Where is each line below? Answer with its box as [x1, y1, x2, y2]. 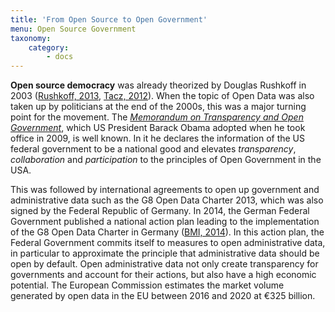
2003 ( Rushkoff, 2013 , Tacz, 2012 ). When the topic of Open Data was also [10, 90, 315, 102]
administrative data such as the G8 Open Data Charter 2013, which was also [10, 194, 324, 206]
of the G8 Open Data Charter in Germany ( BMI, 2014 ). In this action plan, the [10, 226, 325, 238]
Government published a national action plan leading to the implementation [10, 216, 320, 228]
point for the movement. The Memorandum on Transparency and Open [10, 111, 304, 123]
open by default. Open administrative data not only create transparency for [10, 258, 319, 270]
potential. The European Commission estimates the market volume [10, 279, 285, 291]
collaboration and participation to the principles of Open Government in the [10, 154, 322, 166]
